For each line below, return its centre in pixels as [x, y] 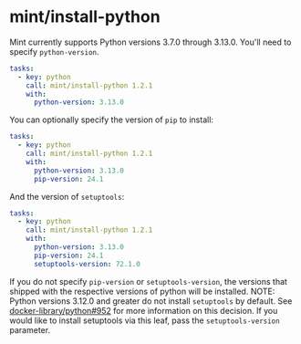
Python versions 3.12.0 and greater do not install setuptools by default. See [151, 301]
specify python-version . [54, 51]
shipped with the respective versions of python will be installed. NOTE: [142, 291]
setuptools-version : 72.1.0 [87, 264]
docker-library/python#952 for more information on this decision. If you [144, 310]
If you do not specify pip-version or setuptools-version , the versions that [148, 281]
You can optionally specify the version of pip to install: [112, 120]
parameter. [30, 329]
